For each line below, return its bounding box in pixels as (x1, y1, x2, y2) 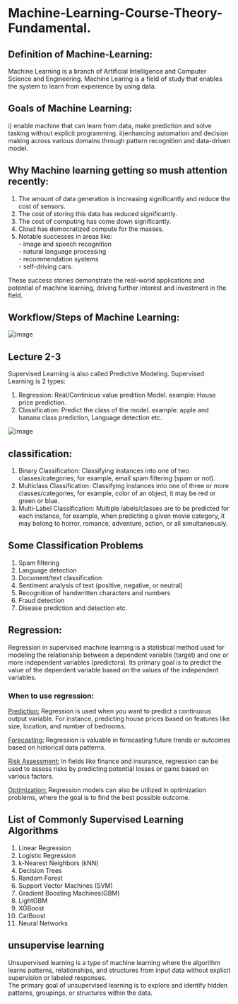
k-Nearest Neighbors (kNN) (18, 859, 99, 867)
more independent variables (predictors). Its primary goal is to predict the (8, 658, 222, 667)
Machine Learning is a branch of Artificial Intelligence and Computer (8, 67, 207, 75)
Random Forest (18, 874, 63, 882)
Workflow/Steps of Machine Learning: (8, 312, 180, 324)
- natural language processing (18, 247, 107, 256)
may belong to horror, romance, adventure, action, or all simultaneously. (18, 519, 228, 528)
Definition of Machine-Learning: (8, 48, 153, 60)
